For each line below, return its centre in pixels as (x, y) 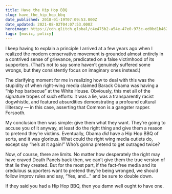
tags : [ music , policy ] (29, 34)
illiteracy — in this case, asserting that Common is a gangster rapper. (78, 107)
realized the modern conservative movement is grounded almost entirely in (84, 54)
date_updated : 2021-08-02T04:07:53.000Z (49, 24)
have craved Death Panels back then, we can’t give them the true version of (85, 160)
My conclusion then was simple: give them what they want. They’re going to (85, 123)
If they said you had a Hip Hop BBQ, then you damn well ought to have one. (84, 186)
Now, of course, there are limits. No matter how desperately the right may (83, 154)
